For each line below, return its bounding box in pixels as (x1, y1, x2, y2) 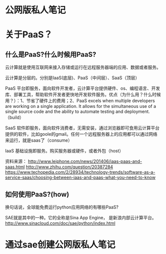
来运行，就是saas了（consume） (5, 137, 73, 144)
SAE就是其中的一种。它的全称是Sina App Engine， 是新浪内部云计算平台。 (5, 215, 157, 220)
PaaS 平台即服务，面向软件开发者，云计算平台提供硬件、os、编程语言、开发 (5, 85, 161, 92)
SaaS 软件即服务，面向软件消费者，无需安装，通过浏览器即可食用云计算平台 (5, 125, 160, 131)
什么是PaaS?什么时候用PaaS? (5, 50, 96, 58)
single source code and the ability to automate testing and (5, 108, 124, 114)
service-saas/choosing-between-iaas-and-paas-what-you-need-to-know (5, 174, 156, 181)
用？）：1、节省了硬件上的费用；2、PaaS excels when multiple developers (5, 98, 155, 104)
